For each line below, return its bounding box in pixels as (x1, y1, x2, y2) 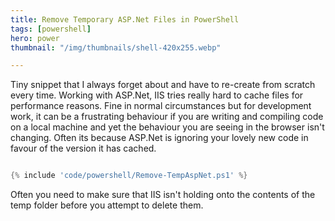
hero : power (10, 33, 60, 43)
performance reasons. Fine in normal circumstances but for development (10, 100, 312, 112)
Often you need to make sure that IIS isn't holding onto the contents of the (10, 189, 316, 201)
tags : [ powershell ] (10, 24, 92, 34)
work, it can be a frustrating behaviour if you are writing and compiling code (10, 111, 324, 123)
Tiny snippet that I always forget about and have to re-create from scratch (10, 79, 316, 91)
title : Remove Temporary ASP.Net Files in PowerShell (10, 14, 240, 25)
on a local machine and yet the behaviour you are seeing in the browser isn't (10, 121, 325, 133)
